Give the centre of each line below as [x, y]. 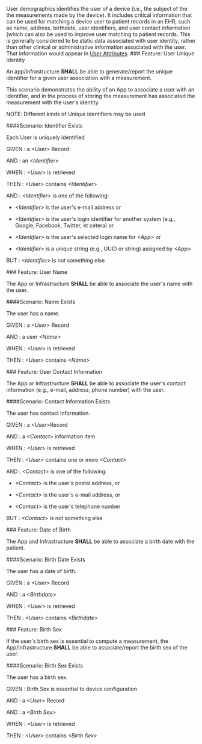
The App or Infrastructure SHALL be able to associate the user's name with [99, 284]
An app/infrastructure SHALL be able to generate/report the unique [90, 71]
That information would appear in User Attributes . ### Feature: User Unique [100, 53]
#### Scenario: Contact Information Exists [58, 401]
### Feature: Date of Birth [38, 530]
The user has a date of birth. [41, 571]
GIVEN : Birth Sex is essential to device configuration [72, 689]
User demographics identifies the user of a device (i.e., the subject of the [97, 9]
